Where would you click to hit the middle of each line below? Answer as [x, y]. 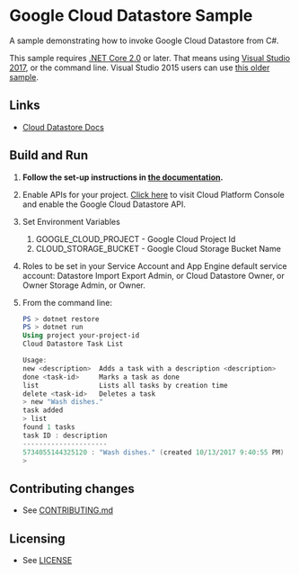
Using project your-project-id [81, 336]
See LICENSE [47, 561]
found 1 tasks [48, 427]
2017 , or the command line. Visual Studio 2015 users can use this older [140, 67]
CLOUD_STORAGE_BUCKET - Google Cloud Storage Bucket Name [158, 248]
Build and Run [48, 155]
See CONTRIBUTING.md [68, 510]
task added [43, 410]
